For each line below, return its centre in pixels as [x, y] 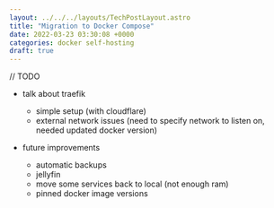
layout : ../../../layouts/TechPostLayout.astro [100, 17]
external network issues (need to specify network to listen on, [150, 121]
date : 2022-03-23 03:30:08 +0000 [72, 34]
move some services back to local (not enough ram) [132, 184]
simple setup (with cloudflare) [91, 111]
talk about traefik [54, 94]
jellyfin [48, 175]
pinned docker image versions [92, 194]
